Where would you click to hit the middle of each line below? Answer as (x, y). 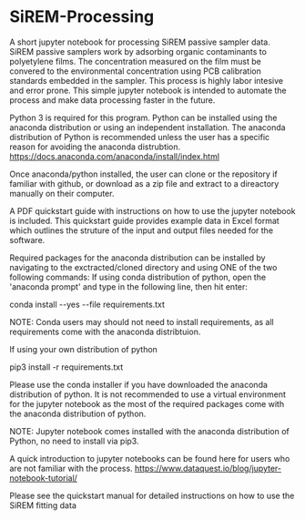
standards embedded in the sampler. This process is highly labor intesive (147, 80)
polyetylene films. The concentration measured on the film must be (135, 61)
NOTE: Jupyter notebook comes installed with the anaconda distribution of (149, 431)
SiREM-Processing (82, 17)
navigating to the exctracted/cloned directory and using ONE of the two (143, 267)
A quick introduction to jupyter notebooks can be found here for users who (150, 458)
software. (27, 240)
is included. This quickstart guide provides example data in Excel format (144, 220)
